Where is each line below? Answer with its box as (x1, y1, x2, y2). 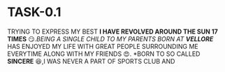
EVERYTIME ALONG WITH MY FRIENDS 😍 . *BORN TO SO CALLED (7, 50, 201, 58)
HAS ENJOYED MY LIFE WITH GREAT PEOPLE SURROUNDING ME (7, 42, 198, 50)
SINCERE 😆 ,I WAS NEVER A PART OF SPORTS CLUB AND (7, 57, 175, 65)
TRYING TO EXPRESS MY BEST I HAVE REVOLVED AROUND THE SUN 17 (7, 27, 218, 36)
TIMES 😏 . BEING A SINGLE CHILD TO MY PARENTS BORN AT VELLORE (7, 34, 214, 43)
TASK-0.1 (7, 4, 61, 20)
